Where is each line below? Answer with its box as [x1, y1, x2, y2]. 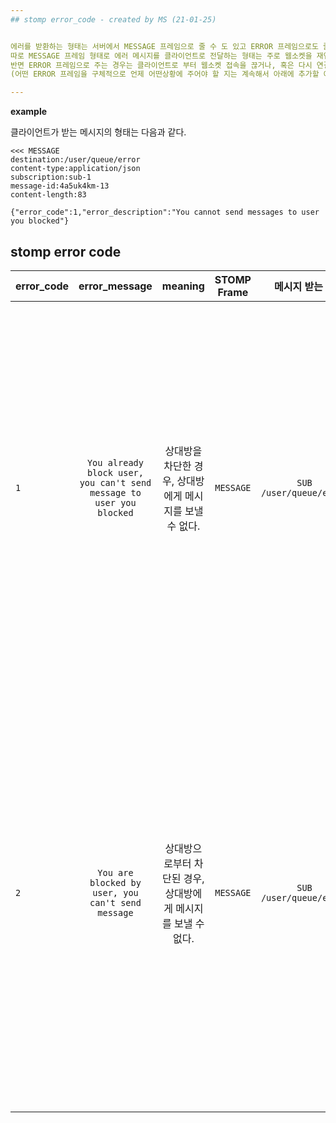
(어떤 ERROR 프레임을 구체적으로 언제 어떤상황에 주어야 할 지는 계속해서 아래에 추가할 [10, 69, 320, 80]
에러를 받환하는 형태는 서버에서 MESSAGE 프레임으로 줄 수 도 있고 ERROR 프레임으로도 [10, 41, 319, 51]
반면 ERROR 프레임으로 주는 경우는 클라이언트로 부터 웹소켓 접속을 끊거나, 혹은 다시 [10, 60, 313, 70]
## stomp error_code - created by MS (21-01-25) [10, 14, 217, 25]
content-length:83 [10, 190, 87, 200]
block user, [86, 467, 144, 478]
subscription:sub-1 [10, 172, 92, 183]
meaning [161, 279, 205, 293]
